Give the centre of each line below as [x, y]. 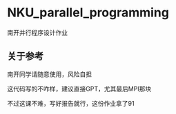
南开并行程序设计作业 [37, 32]
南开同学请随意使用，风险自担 [49, 74]
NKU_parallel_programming [88, 13]
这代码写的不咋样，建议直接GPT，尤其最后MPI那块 [79, 89]
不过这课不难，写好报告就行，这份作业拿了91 [71, 103]
